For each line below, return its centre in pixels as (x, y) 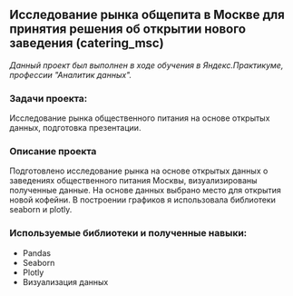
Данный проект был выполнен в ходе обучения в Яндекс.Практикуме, (146, 65)
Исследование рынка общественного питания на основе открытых (140, 118)
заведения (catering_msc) (87, 43)
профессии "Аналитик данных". (71, 74)
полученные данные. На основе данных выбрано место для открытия (145, 191)
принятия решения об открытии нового (128, 30)
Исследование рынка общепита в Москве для (147, 15)
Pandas (37, 252)
